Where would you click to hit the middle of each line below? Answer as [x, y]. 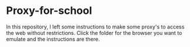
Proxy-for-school [49, 11]
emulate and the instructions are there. [53, 39]
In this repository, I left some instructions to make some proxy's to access [95, 27]
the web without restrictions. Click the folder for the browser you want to [94, 32]
